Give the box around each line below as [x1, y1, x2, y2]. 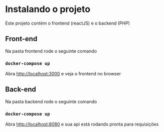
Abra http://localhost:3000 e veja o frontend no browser [5, 71, 121, 77]
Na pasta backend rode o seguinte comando [5, 98, 97, 104]
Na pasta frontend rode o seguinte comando [5, 48, 97, 54]
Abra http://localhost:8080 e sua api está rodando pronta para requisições [5, 121, 159, 127]
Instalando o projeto [5, 4, 91, 15]
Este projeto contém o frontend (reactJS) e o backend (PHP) [5, 20, 130, 26]
